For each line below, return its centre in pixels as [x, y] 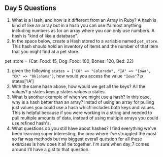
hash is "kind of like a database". [45, 36]
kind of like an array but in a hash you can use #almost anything [77, 25]
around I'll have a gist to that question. [50, 149]
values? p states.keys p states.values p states [58, 91]
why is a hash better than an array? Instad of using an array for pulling [83, 102]
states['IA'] [23, 81]
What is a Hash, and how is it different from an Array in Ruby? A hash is [84, 20]
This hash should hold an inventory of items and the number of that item [85, 46]
